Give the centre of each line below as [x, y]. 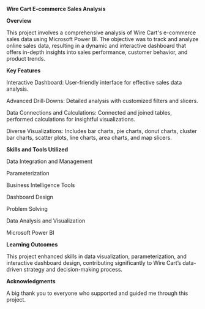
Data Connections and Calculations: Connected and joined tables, [89, 113]
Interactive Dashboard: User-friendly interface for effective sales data [94, 82]
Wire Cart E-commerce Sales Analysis [56, 9]
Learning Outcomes [32, 244]
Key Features [24, 71]
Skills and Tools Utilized [37, 149]
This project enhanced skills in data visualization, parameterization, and [96, 256]
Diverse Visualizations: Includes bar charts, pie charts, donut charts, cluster [102, 131]
